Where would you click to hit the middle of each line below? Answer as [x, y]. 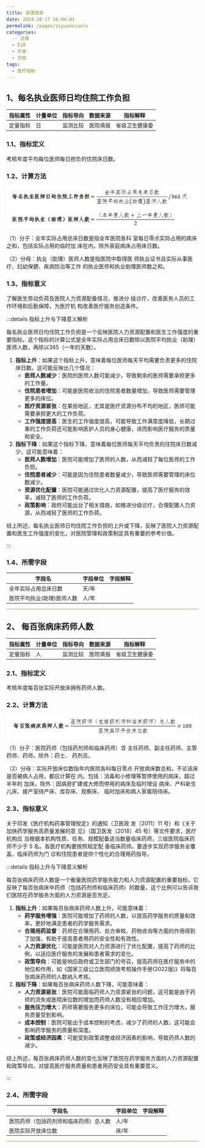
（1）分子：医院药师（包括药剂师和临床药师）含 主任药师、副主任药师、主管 [102, 748]
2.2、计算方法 [27, 705]
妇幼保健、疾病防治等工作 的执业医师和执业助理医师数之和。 [92, 267]
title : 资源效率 [25, 13]
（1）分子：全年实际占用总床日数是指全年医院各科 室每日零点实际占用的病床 [102, 239]
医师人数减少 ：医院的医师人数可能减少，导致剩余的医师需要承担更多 [110, 375]
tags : [13, 64]
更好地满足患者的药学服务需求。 [75, 923]
